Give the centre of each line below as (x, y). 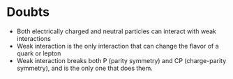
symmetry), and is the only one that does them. (84, 68)
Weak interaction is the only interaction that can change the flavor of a (118, 46)
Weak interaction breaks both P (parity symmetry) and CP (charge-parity (121, 60)
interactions (34, 38)
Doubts (28, 12)
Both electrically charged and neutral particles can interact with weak (116, 31)
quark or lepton (39, 53)
